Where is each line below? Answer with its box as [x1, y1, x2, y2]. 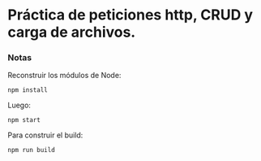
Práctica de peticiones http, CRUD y [7, 6, 253, 24]
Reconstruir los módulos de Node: [7, 71, 122, 80]
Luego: [7, 100, 32, 111]
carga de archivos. [7, 23, 136, 41]
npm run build [7, 146, 56, 154]
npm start [7, 116, 41, 124]
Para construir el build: [7, 130, 83, 140]
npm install [7, 86, 48, 94]
